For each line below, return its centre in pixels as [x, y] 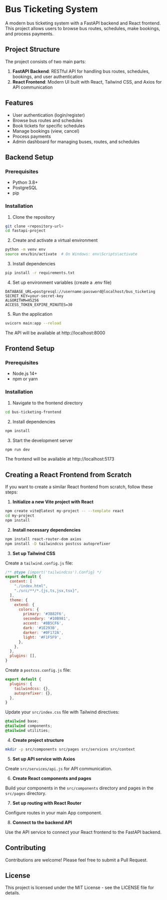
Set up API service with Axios [44, 759]
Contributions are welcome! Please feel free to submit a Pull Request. [76, 860]
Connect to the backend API [42, 822]
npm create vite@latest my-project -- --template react [64, 511]
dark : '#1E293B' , [41, 628]
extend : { [24, 605]
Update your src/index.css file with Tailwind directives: [62, 712]
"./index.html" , [31, 586]
